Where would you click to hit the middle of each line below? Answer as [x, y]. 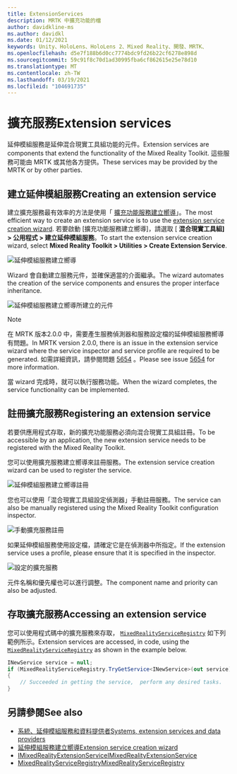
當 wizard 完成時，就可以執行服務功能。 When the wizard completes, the [112, 382]
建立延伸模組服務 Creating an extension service [112, 194]
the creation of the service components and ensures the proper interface [114, 283]
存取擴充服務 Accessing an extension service [107, 614]
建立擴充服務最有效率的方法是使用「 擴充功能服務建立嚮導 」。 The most [110, 212]
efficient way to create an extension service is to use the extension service [116, 220]
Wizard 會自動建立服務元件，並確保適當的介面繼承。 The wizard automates [116, 275]
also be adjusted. [32, 590]
